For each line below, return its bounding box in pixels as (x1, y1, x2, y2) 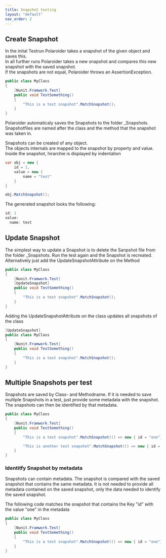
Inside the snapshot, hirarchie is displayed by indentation (5, 151, 121, 157)
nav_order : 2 (5, 16, 32, 21)
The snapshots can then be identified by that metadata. (5, 402, 118, 408)
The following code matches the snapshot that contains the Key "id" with (5, 501, 154, 507)
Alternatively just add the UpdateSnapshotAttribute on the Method (5, 257, 140, 263)
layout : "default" (5, 12, 43, 17)
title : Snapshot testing (5, 7, 56, 12)
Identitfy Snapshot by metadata (5, 465, 83, 472)
